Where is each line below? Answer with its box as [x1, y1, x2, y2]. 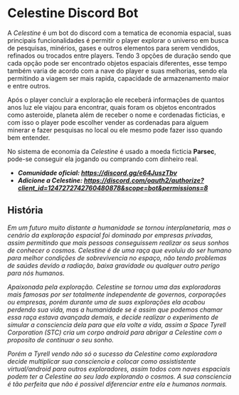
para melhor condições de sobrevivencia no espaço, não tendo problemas [7, 253, 227, 262]
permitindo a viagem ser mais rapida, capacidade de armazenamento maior [7, 73, 229, 83]
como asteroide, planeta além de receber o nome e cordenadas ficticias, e [7, 111, 225, 119]
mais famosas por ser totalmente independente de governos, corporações [7, 290, 226, 299]
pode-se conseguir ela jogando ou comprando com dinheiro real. [7, 155, 198, 163]
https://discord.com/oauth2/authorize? [84, 176, 204, 185]
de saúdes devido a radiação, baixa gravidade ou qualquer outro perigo [7, 261, 221, 270]
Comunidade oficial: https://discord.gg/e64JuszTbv [17, 168, 178, 177]
